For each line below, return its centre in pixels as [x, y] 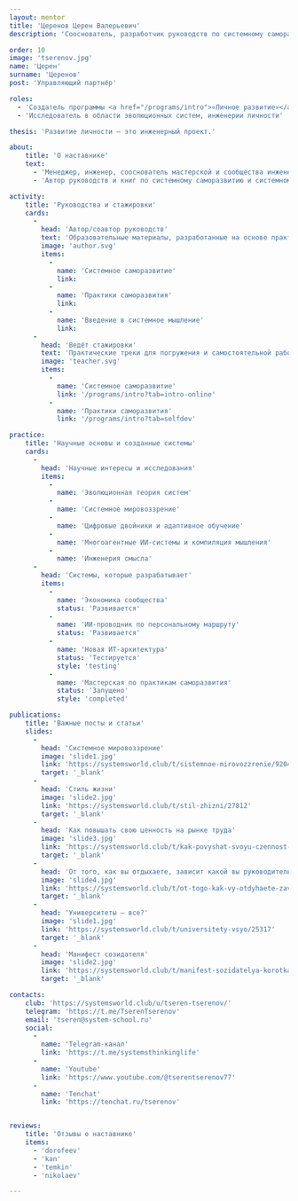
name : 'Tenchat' [71, 1094]
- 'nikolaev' [57, 1175]
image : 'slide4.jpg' [79, 880]
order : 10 [27, 50]
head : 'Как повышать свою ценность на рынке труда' [139, 830]
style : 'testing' [89, 666]
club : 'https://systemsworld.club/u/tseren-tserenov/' [129, 1003]
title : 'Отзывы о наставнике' [81, 1134]
